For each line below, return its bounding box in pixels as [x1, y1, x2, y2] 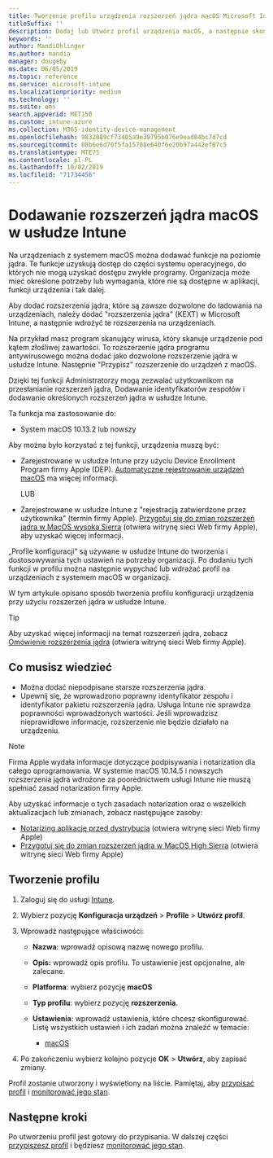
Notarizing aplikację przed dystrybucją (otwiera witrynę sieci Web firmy [19, 823, 261, 833]
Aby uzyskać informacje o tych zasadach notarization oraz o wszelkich [8, 799, 246, 809]
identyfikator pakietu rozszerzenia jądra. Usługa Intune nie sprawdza [19, 700, 251, 709]
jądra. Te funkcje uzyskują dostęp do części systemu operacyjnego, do [8, 258, 246, 269]
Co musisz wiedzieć [8, 660, 112, 674]
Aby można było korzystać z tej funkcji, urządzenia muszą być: [8, 440, 219, 450]
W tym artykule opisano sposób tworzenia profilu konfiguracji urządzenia [8, 588, 254, 598]
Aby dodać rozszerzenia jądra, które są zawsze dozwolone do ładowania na [8, 300, 262, 310]
